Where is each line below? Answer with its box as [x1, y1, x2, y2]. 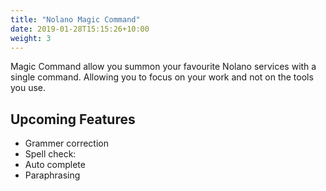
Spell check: [24, 148, 77, 160]
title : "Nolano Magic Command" [10, 14, 141, 25]
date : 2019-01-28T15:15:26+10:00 [10, 24, 150, 34]
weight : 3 [10, 33, 52, 43]
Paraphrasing [24, 169, 81, 181]
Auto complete [24, 159, 86, 171]
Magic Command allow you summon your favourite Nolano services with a [10, 61, 317, 73]
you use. [10, 82, 47, 94]
